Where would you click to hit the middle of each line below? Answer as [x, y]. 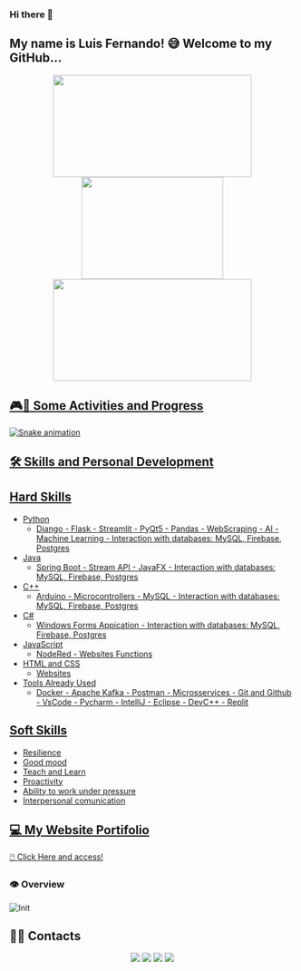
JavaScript [43, 644]
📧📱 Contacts [45, 936]
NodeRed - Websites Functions [94, 654]
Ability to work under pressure [79, 791]
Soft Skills [39, 730]
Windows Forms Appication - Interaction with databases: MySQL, [158, 625]
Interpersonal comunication [74, 801]
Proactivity [43, 781]
